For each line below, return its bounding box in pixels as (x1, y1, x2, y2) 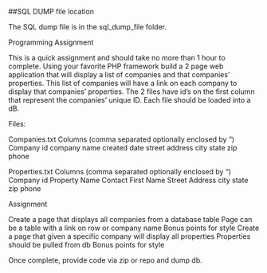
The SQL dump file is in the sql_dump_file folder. (8, 22, 167, 31)
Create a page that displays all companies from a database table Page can (8, 215, 253, 224)
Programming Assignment (8, 37, 94, 47)
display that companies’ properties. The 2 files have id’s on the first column (8, 87, 255, 96)
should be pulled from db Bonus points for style (8, 240, 165, 249)
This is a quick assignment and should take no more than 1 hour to (8, 53, 226, 62)
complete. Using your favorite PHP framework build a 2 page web (8, 61, 224, 71)
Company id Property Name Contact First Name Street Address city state (8, 175, 249, 185)
